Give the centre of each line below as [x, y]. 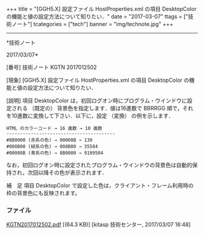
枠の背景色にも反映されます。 [43, 193]
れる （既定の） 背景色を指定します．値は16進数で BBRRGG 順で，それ [105, 108]
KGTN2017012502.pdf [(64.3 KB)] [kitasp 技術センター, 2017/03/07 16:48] [99, 225]
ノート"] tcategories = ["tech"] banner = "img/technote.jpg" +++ [92, 24]
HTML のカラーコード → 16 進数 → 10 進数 [54, 129]
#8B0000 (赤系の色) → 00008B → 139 [49, 140]
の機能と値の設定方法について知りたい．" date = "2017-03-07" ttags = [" [97, 16]
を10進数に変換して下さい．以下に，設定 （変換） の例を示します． [90, 116]
